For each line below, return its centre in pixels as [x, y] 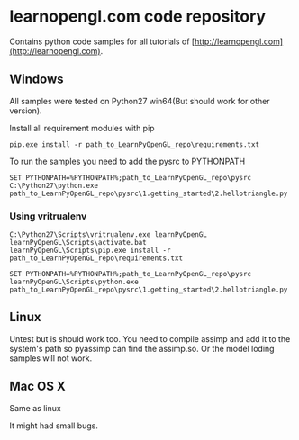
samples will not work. [51, 358]
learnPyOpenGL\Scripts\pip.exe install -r [90, 251]
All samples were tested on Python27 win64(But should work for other [140, 101]
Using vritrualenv [48, 216]
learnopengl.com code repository [138, 17]
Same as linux [35, 408]
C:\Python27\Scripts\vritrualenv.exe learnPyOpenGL [108, 235]
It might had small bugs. [54, 426]
